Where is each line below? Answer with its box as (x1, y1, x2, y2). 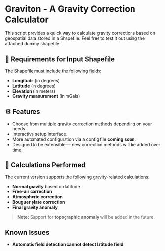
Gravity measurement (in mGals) (12, 93, 80, 99)
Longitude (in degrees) (12, 77, 60, 83)
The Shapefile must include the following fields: (5, 68, 102, 74)
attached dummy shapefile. (5, 40, 61, 46)
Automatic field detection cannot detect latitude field (12, 241, 124, 247)
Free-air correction (12, 188, 53, 195)
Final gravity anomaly (12, 204, 58, 210)
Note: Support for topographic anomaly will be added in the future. (17, 214, 155, 220)
